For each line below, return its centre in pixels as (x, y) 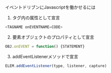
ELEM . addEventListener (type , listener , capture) (56, 66)
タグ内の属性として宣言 (36, 18)
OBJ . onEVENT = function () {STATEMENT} (45, 46)
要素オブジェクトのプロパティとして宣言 (53, 37)
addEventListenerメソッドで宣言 (45, 56)
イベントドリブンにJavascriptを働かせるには (50, 7)
